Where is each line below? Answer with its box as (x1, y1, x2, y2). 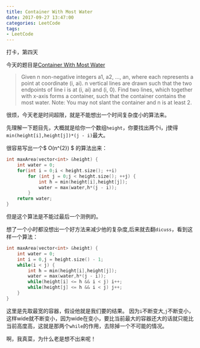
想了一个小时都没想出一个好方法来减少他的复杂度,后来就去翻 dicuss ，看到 (6, 226, 188, 232)
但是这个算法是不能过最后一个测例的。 (6, 213, 101, 220)
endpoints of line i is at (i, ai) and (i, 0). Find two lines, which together (20, 86, 193, 93)
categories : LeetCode (6, 20, 61, 26)
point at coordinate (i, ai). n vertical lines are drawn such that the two (20, 79, 192, 87)
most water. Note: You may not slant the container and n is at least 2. (20, 99, 192, 106)
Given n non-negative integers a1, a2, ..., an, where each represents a (20, 73, 194, 81)
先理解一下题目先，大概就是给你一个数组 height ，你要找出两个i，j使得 (6, 124, 178, 131)
